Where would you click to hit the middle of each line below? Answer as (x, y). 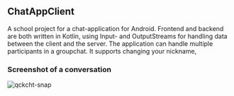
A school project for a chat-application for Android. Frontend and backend (116, 28)
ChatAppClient (41, 12)
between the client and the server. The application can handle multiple (110, 43)
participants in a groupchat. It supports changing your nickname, (102, 51)
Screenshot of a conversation (60, 69)
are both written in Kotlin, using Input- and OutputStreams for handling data (118, 36)
